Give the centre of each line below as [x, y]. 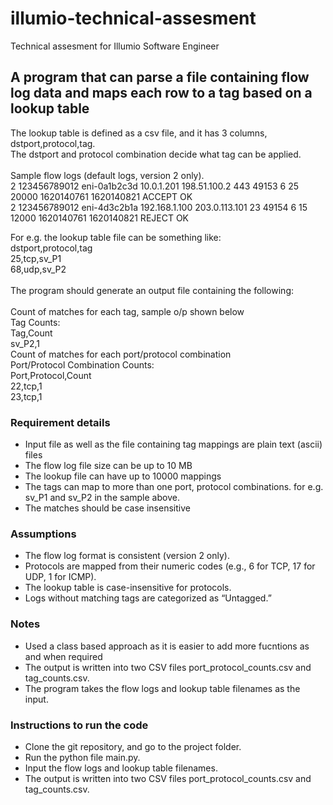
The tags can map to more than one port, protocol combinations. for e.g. [174, 487]
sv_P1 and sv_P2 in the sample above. [102, 498]
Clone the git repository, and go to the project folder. [133, 746]
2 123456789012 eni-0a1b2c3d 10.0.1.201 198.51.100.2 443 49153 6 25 [155, 186]
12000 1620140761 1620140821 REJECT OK [100, 218]
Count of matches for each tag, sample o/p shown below [127, 311]
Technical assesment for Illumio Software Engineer [115, 46]
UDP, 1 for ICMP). [60, 577]
